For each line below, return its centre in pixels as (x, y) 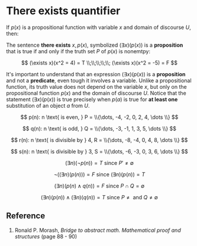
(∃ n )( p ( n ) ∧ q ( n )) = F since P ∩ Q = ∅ (99, 186)
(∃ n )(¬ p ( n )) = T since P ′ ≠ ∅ (99, 163)
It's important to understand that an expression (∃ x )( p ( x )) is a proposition (96, 74)
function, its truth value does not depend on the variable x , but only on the (97, 86)
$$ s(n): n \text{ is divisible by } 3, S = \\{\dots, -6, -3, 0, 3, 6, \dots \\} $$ (99, 151)
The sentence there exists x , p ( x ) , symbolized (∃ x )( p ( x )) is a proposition (95, 45)
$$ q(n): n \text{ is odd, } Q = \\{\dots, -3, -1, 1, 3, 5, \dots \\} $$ (99, 128)
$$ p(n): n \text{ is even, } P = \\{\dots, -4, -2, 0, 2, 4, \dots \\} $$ (99, 117)
